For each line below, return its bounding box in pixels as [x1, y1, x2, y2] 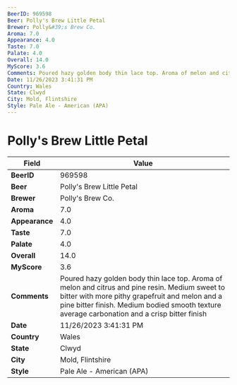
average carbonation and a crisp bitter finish [59, 309, 207, 319]
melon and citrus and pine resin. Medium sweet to [59, 282, 226, 292]
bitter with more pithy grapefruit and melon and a [59, 291, 222, 301]
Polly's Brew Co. [59, 193, 114, 203]
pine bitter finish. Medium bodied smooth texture [59, 300, 221, 309]
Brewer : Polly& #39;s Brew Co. [7, 23, 97, 30]
